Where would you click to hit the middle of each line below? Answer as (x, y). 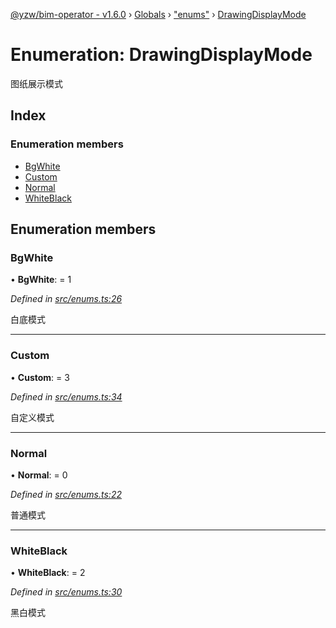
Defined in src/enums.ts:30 (66, 592)
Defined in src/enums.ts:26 (66, 299)
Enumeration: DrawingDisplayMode (161, 55)
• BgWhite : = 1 (41, 280)
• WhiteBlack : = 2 (48, 573)
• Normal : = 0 (39, 475)
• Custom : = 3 (40, 377)
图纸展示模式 (36, 83)
